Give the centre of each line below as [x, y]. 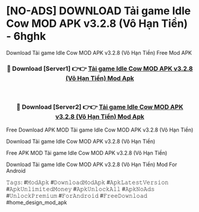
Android [16, 170]
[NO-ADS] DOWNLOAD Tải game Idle [99, 11]
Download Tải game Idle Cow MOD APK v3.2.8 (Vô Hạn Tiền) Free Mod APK [99, 52]
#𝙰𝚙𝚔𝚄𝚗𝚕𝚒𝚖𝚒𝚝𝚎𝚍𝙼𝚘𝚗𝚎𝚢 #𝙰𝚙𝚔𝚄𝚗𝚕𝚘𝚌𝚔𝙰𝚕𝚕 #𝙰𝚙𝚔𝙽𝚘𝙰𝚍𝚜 [80, 189]
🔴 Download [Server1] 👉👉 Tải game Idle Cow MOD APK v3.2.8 [100, 68]
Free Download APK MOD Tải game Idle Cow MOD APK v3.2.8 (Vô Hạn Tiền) [100, 130]
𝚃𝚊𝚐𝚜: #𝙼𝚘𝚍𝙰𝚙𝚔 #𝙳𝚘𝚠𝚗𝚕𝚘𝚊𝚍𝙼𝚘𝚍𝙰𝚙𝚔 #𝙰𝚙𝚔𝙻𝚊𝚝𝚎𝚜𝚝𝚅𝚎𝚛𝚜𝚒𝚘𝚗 [88, 182]
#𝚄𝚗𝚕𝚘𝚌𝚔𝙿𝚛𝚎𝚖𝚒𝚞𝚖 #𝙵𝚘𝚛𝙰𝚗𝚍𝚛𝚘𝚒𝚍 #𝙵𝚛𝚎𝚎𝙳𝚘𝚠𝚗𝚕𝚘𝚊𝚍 [77, 195]
